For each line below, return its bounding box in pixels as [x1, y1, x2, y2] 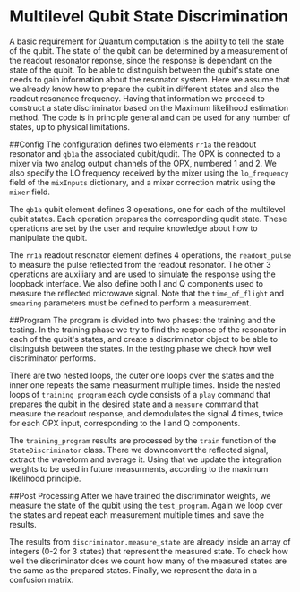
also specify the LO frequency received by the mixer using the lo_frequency [9, 167, 289, 178]
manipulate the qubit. [9, 232, 88, 243]
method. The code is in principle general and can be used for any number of [9, 112, 291, 123]
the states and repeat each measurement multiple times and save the [9, 509, 265, 520]
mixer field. [9, 186, 51, 197]
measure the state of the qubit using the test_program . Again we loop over [9, 500, 283, 510]
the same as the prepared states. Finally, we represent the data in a [9, 564, 258, 575]
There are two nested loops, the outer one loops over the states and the [9, 370, 275, 381]
